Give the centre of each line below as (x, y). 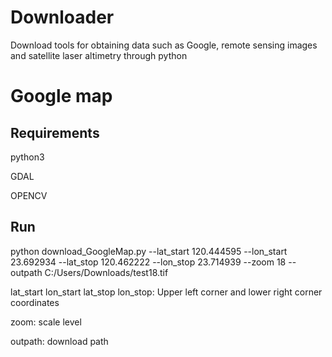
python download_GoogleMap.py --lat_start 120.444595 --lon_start (149, 251)
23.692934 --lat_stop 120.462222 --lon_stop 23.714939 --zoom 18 (148, 262)
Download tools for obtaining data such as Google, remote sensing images (164, 45)
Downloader (62, 17)
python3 (27, 157)
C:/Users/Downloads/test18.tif (106, 272)
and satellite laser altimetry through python (99, 55)
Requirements (55, 132)
